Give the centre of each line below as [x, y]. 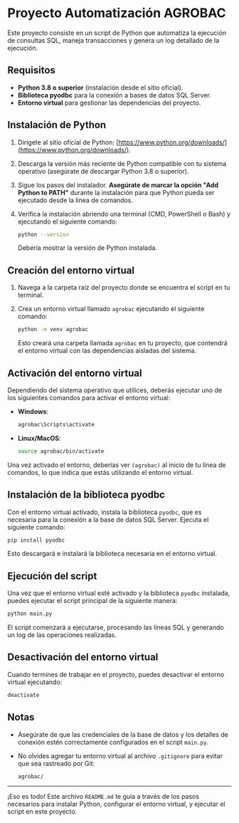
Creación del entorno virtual [71, 270]
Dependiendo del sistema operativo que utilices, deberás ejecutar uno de [115, 390]
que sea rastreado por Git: [56, 763]
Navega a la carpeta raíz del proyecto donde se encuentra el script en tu [124, 288]
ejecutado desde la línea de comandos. [75, 200]
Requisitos [31, 70]
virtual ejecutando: [35, 682]
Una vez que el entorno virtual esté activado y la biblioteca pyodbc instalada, [119, 593]
